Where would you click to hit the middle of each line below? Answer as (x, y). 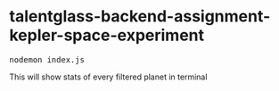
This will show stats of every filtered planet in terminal (108, 77)
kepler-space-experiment (107, 35)
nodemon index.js (47, 59)
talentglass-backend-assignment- (140, 17)
